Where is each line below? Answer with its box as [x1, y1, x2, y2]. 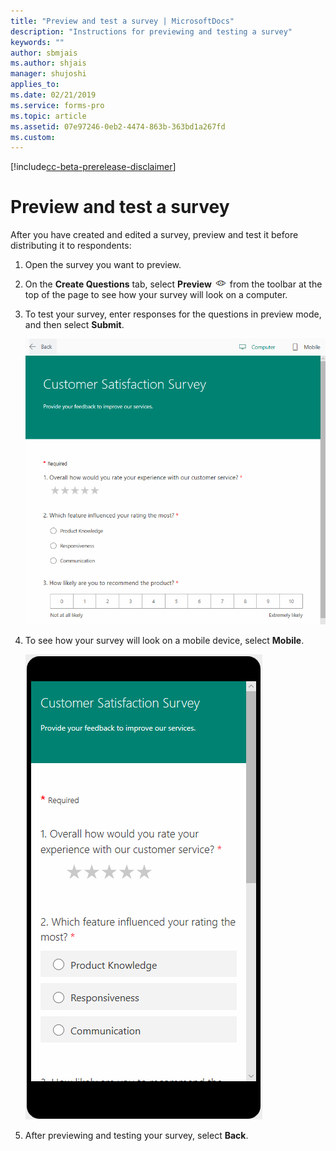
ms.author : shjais [10, 58, 87, 69]
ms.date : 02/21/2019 [10, 90, 97, 100]
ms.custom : [10, 132, 56, 142]
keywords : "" [10, 37, 65, 47]
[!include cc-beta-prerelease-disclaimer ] [10, 161, 177, 173]
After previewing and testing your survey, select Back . [24, 1129, 249, 1141]
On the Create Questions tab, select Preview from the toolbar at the [24, 278, 323, 290]
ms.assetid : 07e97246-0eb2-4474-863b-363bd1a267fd [10, 121, 226, 132]
